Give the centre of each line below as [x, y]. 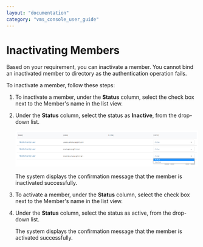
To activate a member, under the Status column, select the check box [102, 195]
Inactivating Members [63, 50]
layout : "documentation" [38, 13]
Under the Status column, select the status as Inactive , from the [96, 115]
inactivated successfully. [46, 183]
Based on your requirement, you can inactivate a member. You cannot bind [100, 67]
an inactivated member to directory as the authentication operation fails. [97, 74]
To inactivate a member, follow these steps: [61, 85]
